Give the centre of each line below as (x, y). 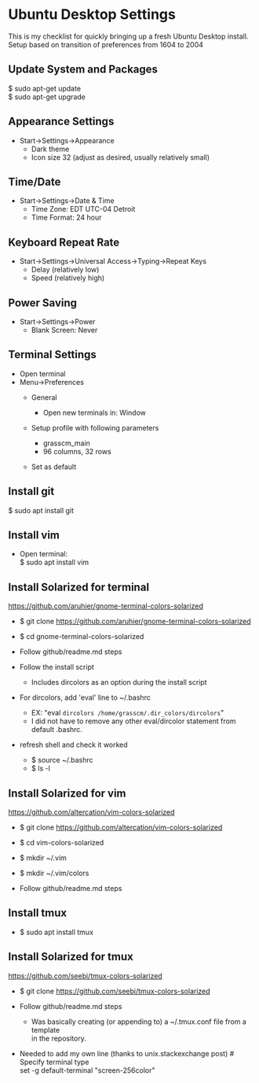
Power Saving (42, 303)
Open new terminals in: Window (95, 412)
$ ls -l (41, 768)
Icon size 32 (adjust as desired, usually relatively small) (120, 157)
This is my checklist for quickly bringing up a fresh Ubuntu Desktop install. (128, 36)
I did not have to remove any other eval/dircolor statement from (133, 721)
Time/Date (35, 181)
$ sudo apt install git (41, 510)
